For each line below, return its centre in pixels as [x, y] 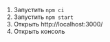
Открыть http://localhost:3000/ [58, 24]
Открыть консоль [39, 31]
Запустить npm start [43, 17]
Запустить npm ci [39, 10]
